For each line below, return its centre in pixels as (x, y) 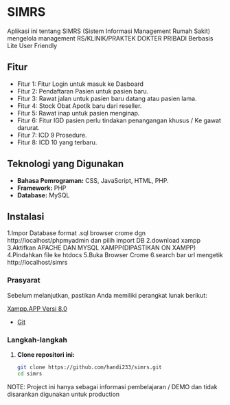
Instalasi (26, 216)
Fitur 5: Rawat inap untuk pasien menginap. (78, 113)
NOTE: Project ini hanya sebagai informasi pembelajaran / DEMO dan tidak (112, 386)
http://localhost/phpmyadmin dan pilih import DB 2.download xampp (104, 241)
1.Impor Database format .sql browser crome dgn (77, 233)
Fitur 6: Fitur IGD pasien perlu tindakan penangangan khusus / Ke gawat (119, 120)
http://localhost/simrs (37, 263)
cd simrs (30, 373)
